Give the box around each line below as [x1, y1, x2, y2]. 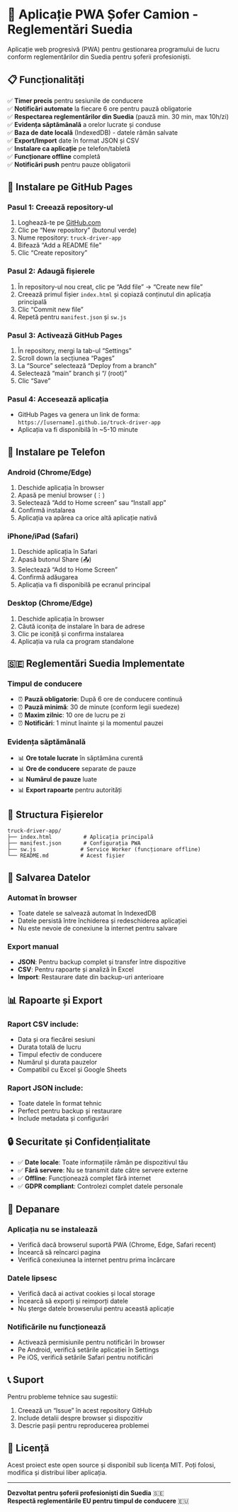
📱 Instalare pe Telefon [7, 446, 106, 458]
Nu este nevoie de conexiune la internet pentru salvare [17, 924, 178, 933]
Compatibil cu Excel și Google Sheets [17, 1065, 127, 1074]
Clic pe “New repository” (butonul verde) [17, 226, 137, 235]
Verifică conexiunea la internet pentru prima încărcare [17, 1255, 176, 1264]
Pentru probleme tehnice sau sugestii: [7, 1393, 118, 1401]
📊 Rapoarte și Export [7, 994, 103, 1006]
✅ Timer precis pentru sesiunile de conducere [7, 96, 143, 105]
